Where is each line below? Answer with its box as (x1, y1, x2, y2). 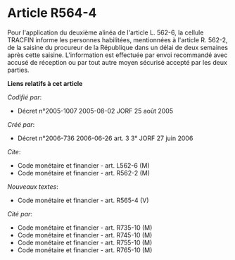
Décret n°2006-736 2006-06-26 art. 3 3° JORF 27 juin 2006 (17, 134, 193, 142)
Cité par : (7, 209, 33, 218)
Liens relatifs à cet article (7, 79, 83, 87)
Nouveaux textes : (7, 182, 58, 191)
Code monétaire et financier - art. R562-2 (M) (17, 168, 150, 177)
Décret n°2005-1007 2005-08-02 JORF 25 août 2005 (17, 106, 174, 115)
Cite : (7, 147, 21, 156)
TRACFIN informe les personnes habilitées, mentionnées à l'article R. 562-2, (7, 35, 228, 44)
